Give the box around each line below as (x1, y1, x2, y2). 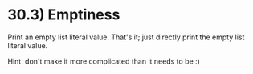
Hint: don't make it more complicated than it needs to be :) (7, 56, 200, 66)
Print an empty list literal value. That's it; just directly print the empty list (7, 32, 245, 42)
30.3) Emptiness (7, 6, 120, 24)
